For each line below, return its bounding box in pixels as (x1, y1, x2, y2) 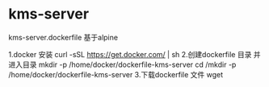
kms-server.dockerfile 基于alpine (8, 32, 119, 42)
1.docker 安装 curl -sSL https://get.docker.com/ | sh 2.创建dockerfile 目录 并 (8, 49, 261, 59)
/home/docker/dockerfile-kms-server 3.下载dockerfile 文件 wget (8, 69, 224, 79)
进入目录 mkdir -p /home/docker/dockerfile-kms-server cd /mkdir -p (8, 60, 237, 69)
